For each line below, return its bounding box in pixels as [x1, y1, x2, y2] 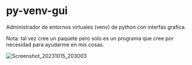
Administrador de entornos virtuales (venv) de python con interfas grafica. [6, 23, 186, 30]
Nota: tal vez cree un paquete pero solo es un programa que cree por [6, 35, 174, 42]
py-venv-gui [6, 4, 68, 18]
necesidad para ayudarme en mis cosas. [6, 41, 105, 48]
